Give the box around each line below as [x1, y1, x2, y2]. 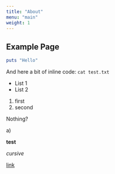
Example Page [6, 42, 60, 52]
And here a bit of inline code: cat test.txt [6, 68, 110, 75]
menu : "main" [6, 14, 38, 20]
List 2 [14, 86, 28, 93]
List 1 [14, 80, 28, 87]
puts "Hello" [6, 58, 38, 64]
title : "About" [6, 8, 44, 15]
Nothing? [6, 115, 28, 122]
